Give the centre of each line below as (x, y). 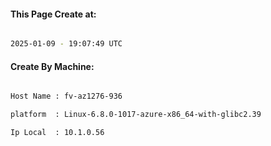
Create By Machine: (52, 66)
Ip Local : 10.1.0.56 (57, 133)
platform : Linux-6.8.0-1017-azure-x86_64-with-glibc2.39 (136, 115)
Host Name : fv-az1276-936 (66, 96)
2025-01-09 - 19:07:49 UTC (66, 44)
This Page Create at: (53, 14)
